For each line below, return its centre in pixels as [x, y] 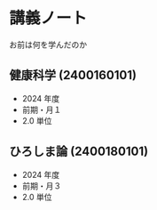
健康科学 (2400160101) [73, 75]
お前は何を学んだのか [48, 44]
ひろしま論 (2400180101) [79, 152]
